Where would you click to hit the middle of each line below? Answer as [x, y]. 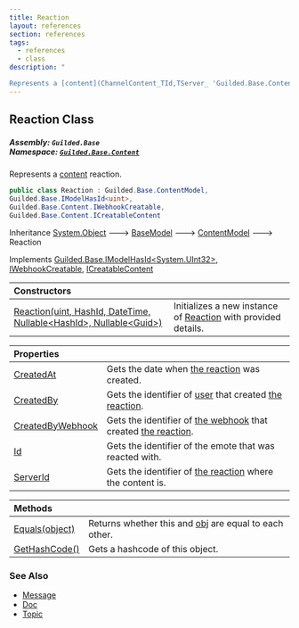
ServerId [32, 476]
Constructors [43, 291]
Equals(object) [44, 529]
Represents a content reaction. [66, 174]
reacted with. [134, 457]
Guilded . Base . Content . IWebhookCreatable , [87, 207]
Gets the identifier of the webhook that [187, 420]
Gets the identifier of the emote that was [191, 445]
